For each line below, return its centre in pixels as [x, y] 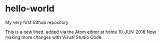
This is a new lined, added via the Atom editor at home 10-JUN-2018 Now [81, 32]
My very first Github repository [37, 22]
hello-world [30, 9]
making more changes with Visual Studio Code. [54, 37]
